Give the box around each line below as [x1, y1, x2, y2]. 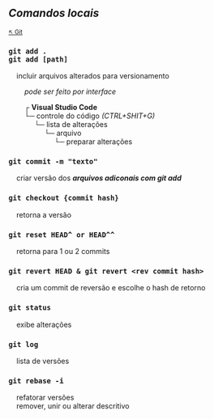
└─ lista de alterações [34, 120, 108, 129]
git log [8, 340, 39, 349]
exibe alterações [15, 320, 72, 329]
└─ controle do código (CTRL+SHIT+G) [24, 111, 156, 121]
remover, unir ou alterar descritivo [15, 401, 130, 411]
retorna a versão [15, 209, 71, 219]
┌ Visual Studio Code [24, 103, 98, 112]
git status [8, 303, 51, 312]
